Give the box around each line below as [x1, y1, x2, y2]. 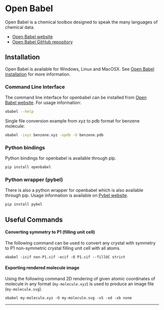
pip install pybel [5, 202, 42, 207]
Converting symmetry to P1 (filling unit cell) [5, 229, 95, 235]
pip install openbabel [5, 165, 51, 170]
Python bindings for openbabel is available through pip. [5, 155, 116, 161]
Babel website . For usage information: [5, 100, 82, 105]
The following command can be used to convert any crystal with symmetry [5, 240, 156, 246]
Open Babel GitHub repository [12, 39, 73, 44]
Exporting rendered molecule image [5, 265, 80, 271]
